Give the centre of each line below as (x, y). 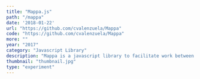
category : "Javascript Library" (46, 50)
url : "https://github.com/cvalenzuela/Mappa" (64, 28)
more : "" (17, 39)
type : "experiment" (31, 67)
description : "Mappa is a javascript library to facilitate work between (100, 56)
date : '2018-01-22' (31, 23)
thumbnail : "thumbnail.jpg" (41, 61)
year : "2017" (22, 45)
